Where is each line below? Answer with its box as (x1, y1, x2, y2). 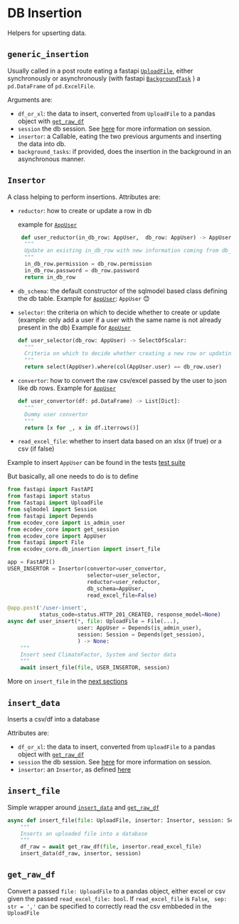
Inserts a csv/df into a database (7, 715, 100, 723)
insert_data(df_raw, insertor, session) (20, 850, 142, 857)
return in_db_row (24, 273, 76, 281)
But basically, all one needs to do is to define (7, 472, 139, 481)
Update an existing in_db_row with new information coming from (24, 247, 219, 255)
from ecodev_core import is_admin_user (7, 519, 126, 526)
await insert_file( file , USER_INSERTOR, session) (20, 664, 171, 672)
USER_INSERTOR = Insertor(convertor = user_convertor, (7, 565, 167, 573)
